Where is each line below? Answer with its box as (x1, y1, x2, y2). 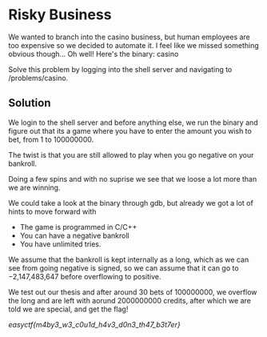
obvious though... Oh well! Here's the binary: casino (8, 49, 179, 58)
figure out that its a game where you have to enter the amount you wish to (8, 126, 252, 135)
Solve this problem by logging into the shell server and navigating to (8, 64, 233, 74)
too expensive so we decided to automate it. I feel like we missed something (8, 40, 259, 50)
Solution (8, 96, 51, 110)
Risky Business (8, 6, 112, 24)
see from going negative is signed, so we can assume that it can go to (8, 263, 239, 273)
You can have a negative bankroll (19, 231, 130, 240)
